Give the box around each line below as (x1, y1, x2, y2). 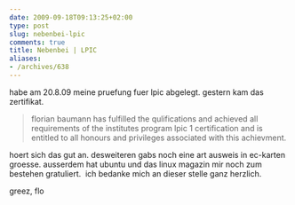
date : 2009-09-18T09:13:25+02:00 (9, 12, 133, 22)
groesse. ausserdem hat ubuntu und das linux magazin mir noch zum (9, 159, 262, 170)
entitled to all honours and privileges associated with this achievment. (30, 132, 287, 143)
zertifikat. (9, 96, 44, 106)
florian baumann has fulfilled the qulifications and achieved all (30, 113, 259, 124)
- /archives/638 (9, 63, 69, 72)
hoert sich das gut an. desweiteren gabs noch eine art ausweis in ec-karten (9, 149, 286, 160)
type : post (9, 21, 50, 30)
